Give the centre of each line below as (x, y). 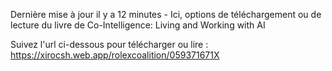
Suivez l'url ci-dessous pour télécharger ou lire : (109, 44)
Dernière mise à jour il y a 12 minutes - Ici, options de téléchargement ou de (166, 14)
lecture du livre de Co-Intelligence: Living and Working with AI (138, 25)
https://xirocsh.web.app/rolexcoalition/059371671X (115, 55)
